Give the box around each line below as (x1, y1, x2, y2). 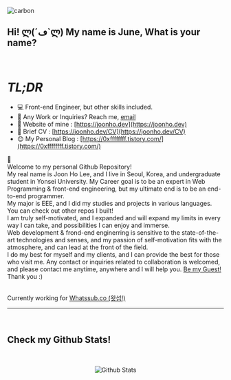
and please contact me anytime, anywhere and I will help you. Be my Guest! (7, 265, 222, 273)
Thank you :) (7, 272, 43, 280)
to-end (7, 191, 27, 200)
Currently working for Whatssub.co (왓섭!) (7, 293, 126, 302)
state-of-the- (181, 228, 219, 237)
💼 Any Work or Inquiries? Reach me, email (16, 112, 136, 120)
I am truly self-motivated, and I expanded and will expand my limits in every (7, 213, 221, 222)
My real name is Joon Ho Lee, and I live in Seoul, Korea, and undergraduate (7, 169, 221, 178)
